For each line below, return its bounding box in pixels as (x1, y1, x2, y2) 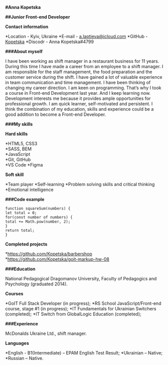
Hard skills (5, 131, 28, 137)
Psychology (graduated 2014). (5, 281, 68, 287)
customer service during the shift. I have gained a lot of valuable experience (5, 74, 162, 80)
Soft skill (5, 171, 24, 177)
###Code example (5, 197, 45, 202)
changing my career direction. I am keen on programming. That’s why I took (5, 85, 161, 91)
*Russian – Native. (5, 355, 44, 361)
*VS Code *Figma (5, 162, 43, 167)
